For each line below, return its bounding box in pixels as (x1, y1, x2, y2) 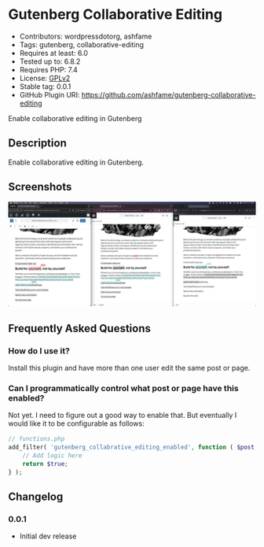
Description (8, 136, 67, 150)
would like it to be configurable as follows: (8, 419, 145, 428)
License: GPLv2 (19, 73, 71, 83)
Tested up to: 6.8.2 (19, 57, 81, 66)
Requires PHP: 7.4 (19, 65, 79, 74)
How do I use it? (8, 345, 71, 356)
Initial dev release (19, 531, 77, 541)
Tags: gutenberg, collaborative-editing (19, 39, 144, 49)
